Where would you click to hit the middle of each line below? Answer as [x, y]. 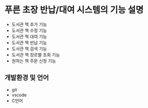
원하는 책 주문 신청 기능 [34, 61]
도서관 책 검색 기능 [29, 49]
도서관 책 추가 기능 [29, 24]
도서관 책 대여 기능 [29, 36]
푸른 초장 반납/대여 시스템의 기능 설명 [74, 10]
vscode [19, 95]
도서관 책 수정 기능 [29, 30]
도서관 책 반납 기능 [29, 42]
